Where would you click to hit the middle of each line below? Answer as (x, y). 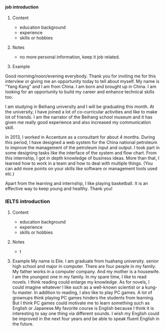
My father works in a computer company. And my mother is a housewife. (86, 271)
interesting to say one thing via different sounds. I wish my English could (86, 313)
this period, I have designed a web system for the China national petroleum (81, 143)
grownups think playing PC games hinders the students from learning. (83, 297)
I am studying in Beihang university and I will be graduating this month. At (80, 107)
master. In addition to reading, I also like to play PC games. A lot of (85, 292)
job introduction (22, 7)
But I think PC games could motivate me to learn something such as (81, 303)
